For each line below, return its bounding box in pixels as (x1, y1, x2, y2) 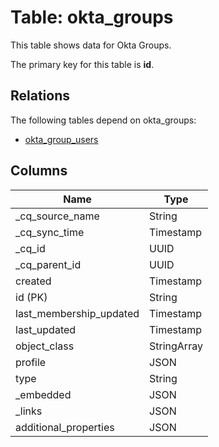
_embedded (15, 387, 72, 401)
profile (15, 355, 47, 369)
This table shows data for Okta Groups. (10, 39, 172, 51)
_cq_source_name (15, 209, 100, 223)
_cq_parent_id (15, 257, 82, 271)
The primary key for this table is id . (10, 58, 155, 70)
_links (15, 404, 43, 418)
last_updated (15, 322, 77, 336)
